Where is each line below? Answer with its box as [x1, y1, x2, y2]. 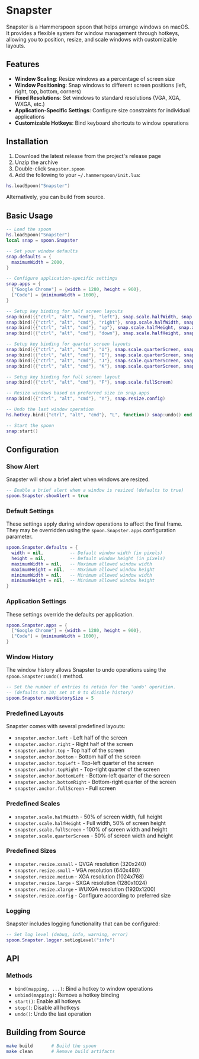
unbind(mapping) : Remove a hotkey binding [14, 991, 120, 998]
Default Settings [6, 507, 54, 515]
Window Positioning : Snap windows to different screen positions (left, [14, 81, 187, 88]
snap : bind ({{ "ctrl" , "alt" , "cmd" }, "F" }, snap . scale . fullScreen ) [6, 380, 174, 385]
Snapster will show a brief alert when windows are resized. [6, 476, 150, 483]
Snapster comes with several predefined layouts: [6, 723, 126, 730]
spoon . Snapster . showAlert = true [6, 493, 89, 499]
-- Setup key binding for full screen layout [6, 374, 120, 380]
